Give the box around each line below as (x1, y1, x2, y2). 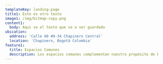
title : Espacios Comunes (9, 47, 60, 52)
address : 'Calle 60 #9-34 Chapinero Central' (9, 34, 103, 39)
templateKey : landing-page (5, 7, 60, 12)
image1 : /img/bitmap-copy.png (5, 16, 66, 21)
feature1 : (5, 43, 25, 48)
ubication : (5, 29, 27, 34)
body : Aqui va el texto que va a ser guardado (9, 25, 105, 30)
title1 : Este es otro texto (5, 12, 62, 16)
